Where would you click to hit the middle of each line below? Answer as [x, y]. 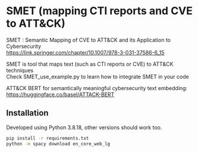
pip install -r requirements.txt [48, 138]
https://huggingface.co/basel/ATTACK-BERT [60, 94]
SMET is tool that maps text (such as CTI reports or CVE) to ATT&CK [90, 64]
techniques [20, 70]
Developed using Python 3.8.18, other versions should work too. [84, 127]
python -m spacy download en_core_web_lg [58, 144]
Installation [27, 113]
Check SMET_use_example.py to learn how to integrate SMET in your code [98, 76]
